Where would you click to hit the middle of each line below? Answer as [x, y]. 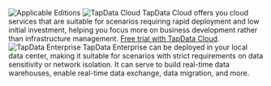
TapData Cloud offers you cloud [195, 13]
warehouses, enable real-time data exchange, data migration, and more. [129, 73]
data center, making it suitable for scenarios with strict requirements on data [136, 56]
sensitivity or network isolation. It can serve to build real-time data [119, 64]
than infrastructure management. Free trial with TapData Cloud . [114, 39]
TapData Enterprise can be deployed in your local [165, 47]
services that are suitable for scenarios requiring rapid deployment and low [134, 21]
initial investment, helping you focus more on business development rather [133, 30]
